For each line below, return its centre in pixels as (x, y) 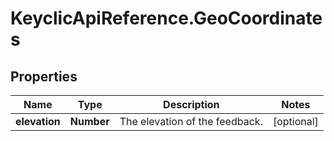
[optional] (295, 121)
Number (89, 121)
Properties (44, 76)
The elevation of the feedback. (191, 121)
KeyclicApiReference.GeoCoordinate (166, 18)
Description (191, 104)
